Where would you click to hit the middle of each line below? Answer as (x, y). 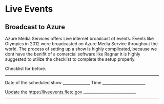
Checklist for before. (26, 69)
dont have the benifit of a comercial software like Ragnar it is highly (73, 54)
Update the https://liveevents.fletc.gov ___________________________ (71, 92)
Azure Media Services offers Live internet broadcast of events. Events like (80, 38)
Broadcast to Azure (35, 27)
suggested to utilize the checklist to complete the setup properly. (70, 59)
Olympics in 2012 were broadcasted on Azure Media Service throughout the (81, 44)
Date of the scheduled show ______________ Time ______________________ (75, 83)
